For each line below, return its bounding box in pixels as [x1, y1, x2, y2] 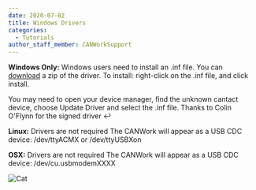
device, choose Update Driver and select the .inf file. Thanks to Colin [8, 103, 232, 113]
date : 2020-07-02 [8, 11, 65, 20]
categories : [8, 26, 47, 34]
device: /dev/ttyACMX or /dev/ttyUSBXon [8, 135, 142, 144]
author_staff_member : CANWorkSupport [8, 41, 132, 49]
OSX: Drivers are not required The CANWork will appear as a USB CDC [8, 151, 239, 160]
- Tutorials [15, 33, 55, 42]
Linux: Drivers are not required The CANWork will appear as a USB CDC [8, 127, 243, 136]
